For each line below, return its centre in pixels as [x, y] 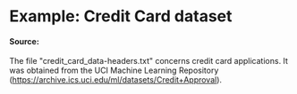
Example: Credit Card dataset [121, 16]
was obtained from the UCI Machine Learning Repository [114, 70]
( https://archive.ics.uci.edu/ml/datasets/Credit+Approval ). [115, 80]
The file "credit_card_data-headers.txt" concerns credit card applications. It [149, 61]
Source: [25, 41]
